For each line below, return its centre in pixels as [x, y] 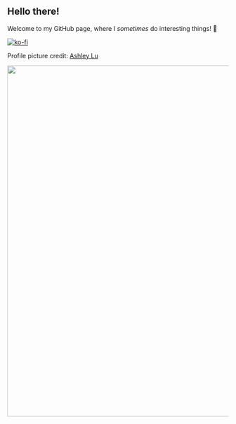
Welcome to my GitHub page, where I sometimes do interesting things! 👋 [112, 28]
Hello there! [33, 12]
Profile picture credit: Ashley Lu [53, 55]
